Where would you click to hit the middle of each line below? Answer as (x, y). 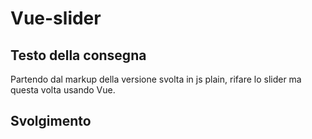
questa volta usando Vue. (63, 90)
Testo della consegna (78, 55)
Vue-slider (56, 18)
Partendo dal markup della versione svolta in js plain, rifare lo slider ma (156, 79)
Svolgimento (51, 121)
